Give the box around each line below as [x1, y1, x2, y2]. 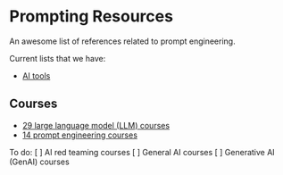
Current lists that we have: [9, 53, 106, 63]
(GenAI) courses [9, 156, 70, 167]
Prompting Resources [9, 6, 174, 27]
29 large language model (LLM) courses [21, 120, 171, 130]
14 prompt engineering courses [21, 129, 138, 140]
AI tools [21, 70, 51, 81]
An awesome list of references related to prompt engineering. [9, 36, 236, 46]
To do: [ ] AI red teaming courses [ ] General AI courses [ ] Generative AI [9, 146, 275, 157]
